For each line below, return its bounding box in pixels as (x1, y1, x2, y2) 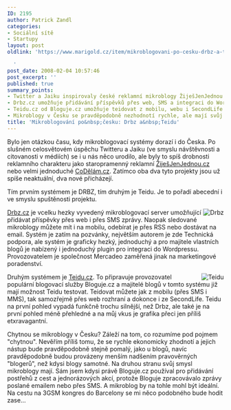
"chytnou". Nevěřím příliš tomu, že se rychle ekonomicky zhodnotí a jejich (7, 337, 217, 345)
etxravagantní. (7, 316, 48, 325)
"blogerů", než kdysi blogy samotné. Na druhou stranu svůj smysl (7, 359, 192, 367)
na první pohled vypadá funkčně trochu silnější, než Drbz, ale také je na (7, 302, 210, 310)
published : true (7, 80, 54, 87)
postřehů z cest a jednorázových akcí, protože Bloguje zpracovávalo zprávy (7, 373, 222, 382)
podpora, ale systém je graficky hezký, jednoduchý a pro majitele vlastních (7, 237, 219, 245)
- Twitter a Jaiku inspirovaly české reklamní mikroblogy (7, 93, 177, 100)
